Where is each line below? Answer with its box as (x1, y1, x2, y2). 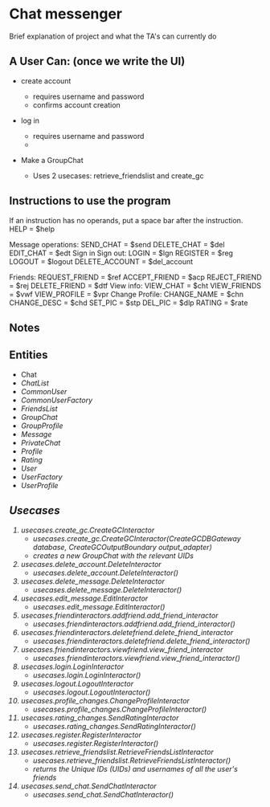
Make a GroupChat (20, 155, 84, 165)
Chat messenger (9, 5, 123, 23)
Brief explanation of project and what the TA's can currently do (9, 31, 217, 41)
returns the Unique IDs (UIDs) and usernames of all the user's (32, 764, 238, 773)
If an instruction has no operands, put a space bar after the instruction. (9, 215, 243, 225)
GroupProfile (20, 421, 63, 430)
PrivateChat (20, 438, 61, 447)
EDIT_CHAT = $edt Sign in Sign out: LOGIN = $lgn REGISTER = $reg (9, 248, 234, 258)
